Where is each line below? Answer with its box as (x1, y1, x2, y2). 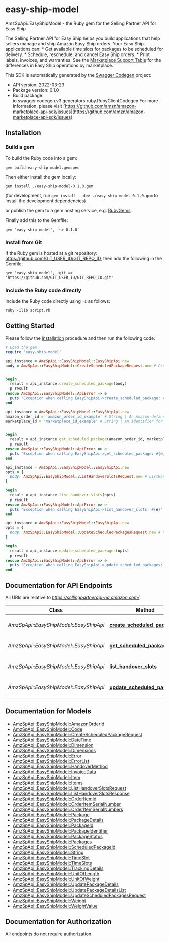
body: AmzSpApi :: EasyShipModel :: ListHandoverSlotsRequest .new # (10, 474, 147, 479)
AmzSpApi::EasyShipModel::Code (12, 726, 83, 732)
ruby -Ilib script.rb (5, 308, 51, 313)
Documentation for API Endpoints (5, 581, 113, 590)
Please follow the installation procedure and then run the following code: (5, 335, 155, 341)
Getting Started (5, 321, 55, 330)
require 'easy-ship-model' (5, 349, 62, 354)
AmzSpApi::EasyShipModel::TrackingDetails (12, 865, 104, 871)
